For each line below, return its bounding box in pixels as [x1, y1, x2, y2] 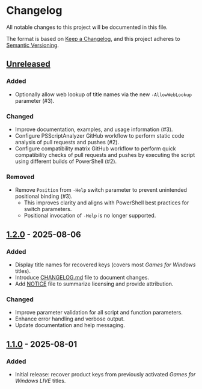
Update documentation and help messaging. [14, 322, 125, 329]
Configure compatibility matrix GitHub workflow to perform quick [14, 145, 176, 152]
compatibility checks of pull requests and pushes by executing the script [14, 151, 195, 158]
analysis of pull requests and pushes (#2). [14, 138, 119, 145]
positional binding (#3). [14, 193, 73, 200]
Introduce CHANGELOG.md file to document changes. [14, 274, 149, 281]
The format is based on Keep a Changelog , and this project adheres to [6, 35, 180, 42]
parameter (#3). [14, 97, 55, 104]
